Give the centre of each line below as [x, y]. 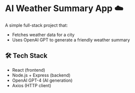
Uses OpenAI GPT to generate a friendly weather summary [71, 40]
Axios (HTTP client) [32, 85]
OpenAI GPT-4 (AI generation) [42, 80]
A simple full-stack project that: [36, 25]
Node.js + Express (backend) [41, 75]
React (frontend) [28, 70]
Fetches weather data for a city [43, 35]
